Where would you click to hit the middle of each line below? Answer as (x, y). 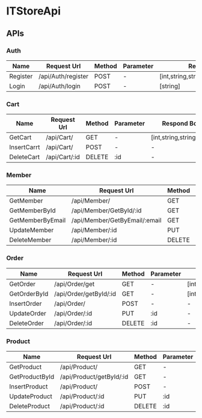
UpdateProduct (31, 396)
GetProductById (32, 377)
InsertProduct (29, 387)
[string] (170, 86)
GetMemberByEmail (38, 220)
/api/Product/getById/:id (94, 377)
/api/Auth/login (60, 86)
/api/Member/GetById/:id (106, 211)
